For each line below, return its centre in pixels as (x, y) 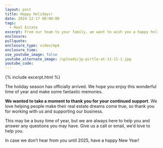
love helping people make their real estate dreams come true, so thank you (80, 106)
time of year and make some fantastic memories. (54, 92)
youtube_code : (19, 63)
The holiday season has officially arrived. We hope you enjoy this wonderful (81, 87)
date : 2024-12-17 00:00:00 (32, 18)
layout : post (18, 9)
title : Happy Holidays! (29, 14)
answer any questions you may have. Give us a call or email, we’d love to (78, 126)
